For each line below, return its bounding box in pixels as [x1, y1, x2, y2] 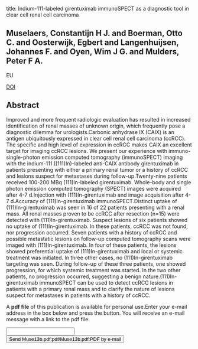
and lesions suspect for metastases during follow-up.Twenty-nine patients [6, 172, 187, 180]
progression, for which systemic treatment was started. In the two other [6, 266, 181, 273]
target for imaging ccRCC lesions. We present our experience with [6, 147, 167, 154]
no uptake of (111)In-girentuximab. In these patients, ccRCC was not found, [6, 223, 188, 230]
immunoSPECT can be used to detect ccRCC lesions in [39, 279, 173, 286]
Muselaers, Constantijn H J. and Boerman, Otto [6, 28, 183, 38]
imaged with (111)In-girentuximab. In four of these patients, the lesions [6, 242, 177, 249]
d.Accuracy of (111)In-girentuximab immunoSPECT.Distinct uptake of [10, 197, 177, 204]
